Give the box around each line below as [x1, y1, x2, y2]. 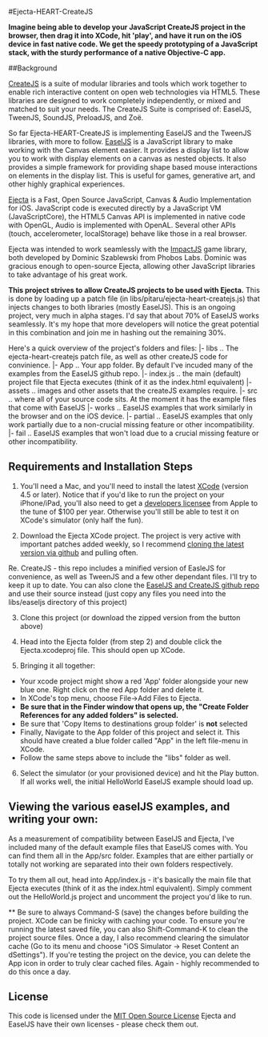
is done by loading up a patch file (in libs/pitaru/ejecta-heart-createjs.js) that [8, 294, 260, 303]
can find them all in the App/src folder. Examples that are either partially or [8, 851, 254, 860]
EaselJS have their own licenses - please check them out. [8, 1019, 198, 1029]
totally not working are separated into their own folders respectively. [8, 859, 234, 869]
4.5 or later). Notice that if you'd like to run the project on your [19, 490, 225, 499]
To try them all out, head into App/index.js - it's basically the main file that [8, 875, 251, 884]
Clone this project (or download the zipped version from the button [19, 612, 241, 623]
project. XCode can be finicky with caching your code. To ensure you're [8, 915, 246, 925]
